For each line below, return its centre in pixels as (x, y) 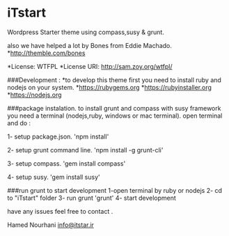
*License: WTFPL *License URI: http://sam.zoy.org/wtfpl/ (90, 66)
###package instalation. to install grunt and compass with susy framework (114, 108)
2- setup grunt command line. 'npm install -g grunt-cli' (85, 150)
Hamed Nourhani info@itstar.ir (50, 225)
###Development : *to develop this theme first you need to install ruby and (114, 80)
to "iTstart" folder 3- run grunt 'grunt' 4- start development (92, 198)
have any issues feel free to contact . (60, 211)
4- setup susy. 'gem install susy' (54, 177)
